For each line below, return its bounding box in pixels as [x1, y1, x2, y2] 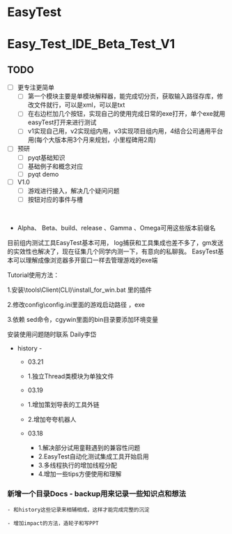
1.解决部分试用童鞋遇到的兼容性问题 [38, 443, 141, 452]
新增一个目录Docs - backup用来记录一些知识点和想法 [7, 489, 187, 498]
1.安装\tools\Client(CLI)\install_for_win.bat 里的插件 [7, 285, 152, 294]
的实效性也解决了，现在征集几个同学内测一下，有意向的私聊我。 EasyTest [7, 247, 218, 255]
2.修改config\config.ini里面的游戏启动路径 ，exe [7, 300, 145, 309]
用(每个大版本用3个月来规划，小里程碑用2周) [27, 135, 156, 144]
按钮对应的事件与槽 [27, 195, 84, 203]
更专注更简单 [17, 83, 54, 91]
